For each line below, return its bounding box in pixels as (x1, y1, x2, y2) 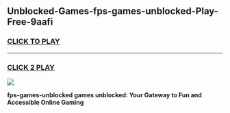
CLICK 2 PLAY (7, 62, 55, 72)
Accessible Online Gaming (7, 98, 84, 106)
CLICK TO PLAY (7, 37, 60, 47)
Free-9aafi (7, 16, 53, 28)
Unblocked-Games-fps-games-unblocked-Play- (7, 5, 219, 17)
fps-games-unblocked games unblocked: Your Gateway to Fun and (7, 90, 202, 99)
